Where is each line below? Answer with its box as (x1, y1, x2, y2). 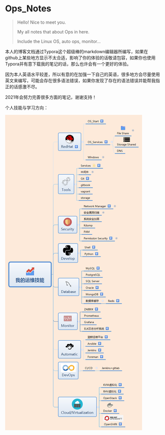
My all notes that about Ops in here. (17, 29, 90, 35)
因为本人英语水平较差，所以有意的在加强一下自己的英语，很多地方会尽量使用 (5, 71, 160, 77)
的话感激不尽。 (9, 83, 40, 89)
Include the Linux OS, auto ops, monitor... (17, 38, 101, 44)
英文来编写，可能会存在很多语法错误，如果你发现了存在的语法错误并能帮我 (5, 77, 156, 83)
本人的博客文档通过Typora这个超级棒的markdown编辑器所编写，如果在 (5, 48, 148, 54)
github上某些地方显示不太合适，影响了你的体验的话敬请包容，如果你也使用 (5, 55, 156, 61)
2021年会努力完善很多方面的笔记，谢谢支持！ (5, 94, 97, 100)
